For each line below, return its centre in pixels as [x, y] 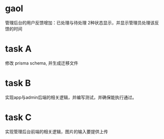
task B [18, 83]
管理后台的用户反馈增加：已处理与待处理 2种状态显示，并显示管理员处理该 [80, 23]
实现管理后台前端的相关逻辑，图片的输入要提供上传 [57, 131]
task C [18, 117]
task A [18, 49]
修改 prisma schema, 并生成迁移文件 [42, 63]
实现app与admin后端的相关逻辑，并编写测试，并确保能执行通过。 [71, 97]
